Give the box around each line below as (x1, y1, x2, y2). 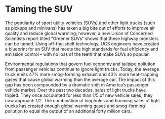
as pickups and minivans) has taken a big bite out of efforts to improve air (5, 25, 155, 31)
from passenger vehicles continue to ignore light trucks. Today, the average (5, 66, 160, 72)
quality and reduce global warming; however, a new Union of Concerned (5, 30, 153, 36)
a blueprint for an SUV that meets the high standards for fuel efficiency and (5, 46, 159, 52)
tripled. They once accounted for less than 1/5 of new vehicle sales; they (5, 92, 153, 98)
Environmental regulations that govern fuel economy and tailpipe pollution (5, 61, 156, 67)
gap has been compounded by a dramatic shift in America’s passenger (5, 81, 149, 87)
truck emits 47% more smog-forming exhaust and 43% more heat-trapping (5, 71, 159, 77)
